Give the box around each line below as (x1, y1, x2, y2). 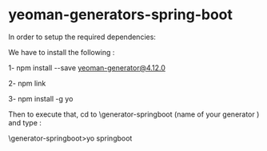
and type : (8, 117, 42, 127)
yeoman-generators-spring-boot (8, 6, 233, 24)
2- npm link (8, 78, 46, 88)
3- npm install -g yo (8, 93, 74, 103)
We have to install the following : (8, 47, 115, 57)
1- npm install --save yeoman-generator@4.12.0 (8, 62, 166, 73)
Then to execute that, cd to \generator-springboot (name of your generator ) (8, 109, 260, 119)
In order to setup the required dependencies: (8, 32, 156, 42)
